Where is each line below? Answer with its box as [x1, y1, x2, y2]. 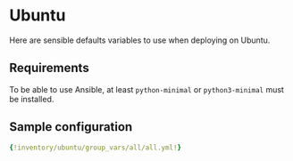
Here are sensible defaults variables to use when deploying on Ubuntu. [9, 35, 271, 45]
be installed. [9, 93, 54, 104]
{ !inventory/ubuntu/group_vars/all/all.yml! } [9, 143, 181, 152]
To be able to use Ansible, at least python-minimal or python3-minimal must [9, 84, 284, 94]
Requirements [9, 60, 89, 76]
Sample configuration [9, 119, 133, 134]
